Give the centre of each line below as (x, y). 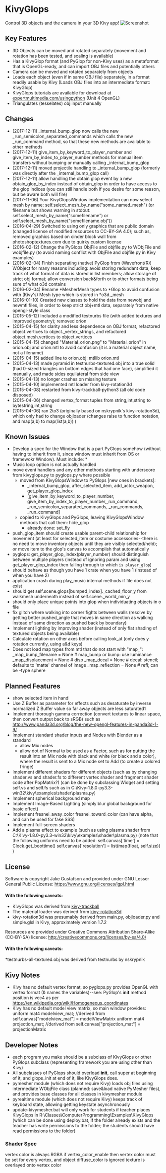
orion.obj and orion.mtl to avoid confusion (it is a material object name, (84, 347)
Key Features (26, 39)
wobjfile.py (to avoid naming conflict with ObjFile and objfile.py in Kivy (84, 252)
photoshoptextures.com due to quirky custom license (67, 241)
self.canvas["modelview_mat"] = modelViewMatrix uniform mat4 (78, 1019)
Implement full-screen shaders (44, 825)
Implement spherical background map (51, 798)
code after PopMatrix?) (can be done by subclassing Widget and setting (86, 782)
